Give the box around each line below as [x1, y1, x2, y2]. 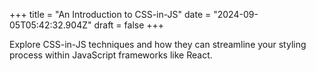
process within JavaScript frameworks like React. [9, 49, 213, 61]
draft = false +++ [93, 19, 165, 31]
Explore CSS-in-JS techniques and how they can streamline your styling [9, 39, 307, 50]
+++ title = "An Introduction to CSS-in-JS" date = [9, 9, 212, 20]
